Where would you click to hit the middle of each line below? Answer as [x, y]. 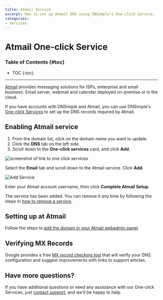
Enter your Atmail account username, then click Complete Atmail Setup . [77, 186]
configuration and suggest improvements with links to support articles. [76, 260]
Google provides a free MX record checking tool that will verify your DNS [78, 255]
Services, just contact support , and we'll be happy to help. [63, 292]
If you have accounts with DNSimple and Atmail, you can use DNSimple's [78, 106]
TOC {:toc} [23, 73]
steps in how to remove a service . [39, 201]
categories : [17, 18]
